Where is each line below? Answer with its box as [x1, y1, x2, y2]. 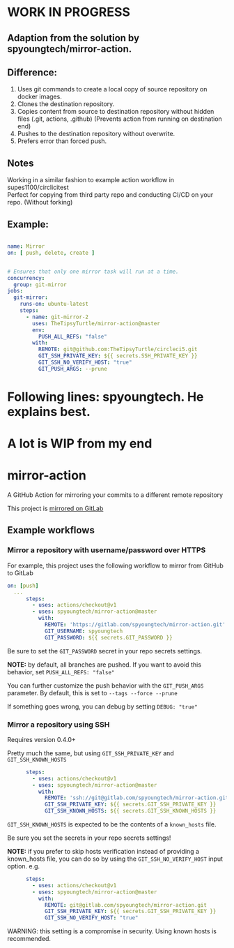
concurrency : [7, 274, 45, 281]
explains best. [7, 403, 91, 420]
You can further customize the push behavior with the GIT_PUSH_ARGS [7, 681, 204, 690]
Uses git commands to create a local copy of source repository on [17, 85, 208, 94]
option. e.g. [7, 862, 40, 871]
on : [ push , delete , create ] [7, 249, 95, 256]
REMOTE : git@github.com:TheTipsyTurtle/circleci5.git [38, 346, 198, 353]
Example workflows [7, 524, 95, 536]
